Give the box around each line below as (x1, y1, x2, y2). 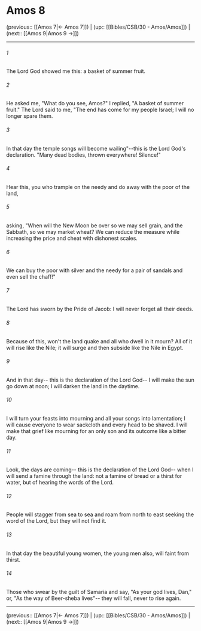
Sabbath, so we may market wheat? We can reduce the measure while (6, 228, 180, 235)
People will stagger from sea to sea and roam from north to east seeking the (6, 511, 194, 518)
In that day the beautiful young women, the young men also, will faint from (6, 550, 190, 557)
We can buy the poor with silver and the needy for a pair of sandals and (6, 267, 183, 274)
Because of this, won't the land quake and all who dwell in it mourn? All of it (6, 337, 193, 345)
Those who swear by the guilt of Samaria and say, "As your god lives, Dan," (6, 588, 192, 595)
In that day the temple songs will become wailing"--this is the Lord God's (6, 145, 187, 152)
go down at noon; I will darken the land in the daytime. (6, 382, 140, 389)
